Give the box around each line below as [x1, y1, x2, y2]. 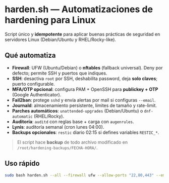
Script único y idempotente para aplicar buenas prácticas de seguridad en [5, 31, 160, 37]
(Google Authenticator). [12, 91, 62, 97]
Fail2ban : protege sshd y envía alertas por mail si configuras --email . [12, 97, 156, 103]
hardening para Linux [5, 14, 96, 26]
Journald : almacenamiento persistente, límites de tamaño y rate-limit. [12, 102, 157, 108]
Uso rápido [5, 159, 40, 168]
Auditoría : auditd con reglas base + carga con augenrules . [12, 118, 134, 125]
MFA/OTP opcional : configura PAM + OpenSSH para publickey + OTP [12, 86, 158, 92]
